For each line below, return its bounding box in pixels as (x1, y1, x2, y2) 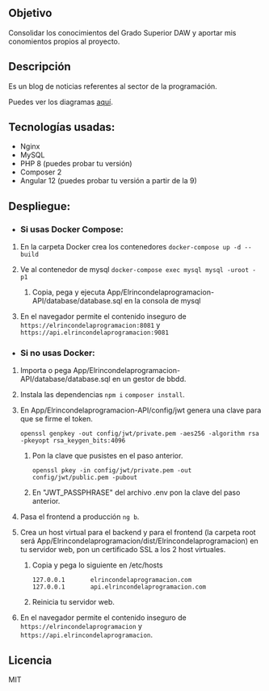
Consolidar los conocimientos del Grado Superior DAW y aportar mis (8, 27, 237, 37)
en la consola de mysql (124, 296, 201, 306)
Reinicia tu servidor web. (32, 597, 116, 607)
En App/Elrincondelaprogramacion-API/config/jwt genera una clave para (19, 405, 262, 415)
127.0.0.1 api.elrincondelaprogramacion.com (32, 583, 207, 592)
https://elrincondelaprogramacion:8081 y (19, 320, 161, 330)
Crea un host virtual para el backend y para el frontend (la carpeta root (19, 528, 256, 538)
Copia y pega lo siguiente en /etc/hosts (32, 560, 163, 570)
